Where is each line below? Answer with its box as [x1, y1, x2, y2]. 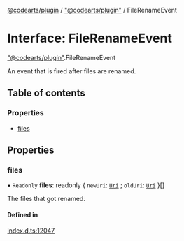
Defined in [7, 210, 38, 219]
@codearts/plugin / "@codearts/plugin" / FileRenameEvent [7, 6, 177, 14]
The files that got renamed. [7, 195, 85, 203]
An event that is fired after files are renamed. [7, 66, 136, 75]
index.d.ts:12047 [7, 226, 55, 235]
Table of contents [7, 87, 85, 99]
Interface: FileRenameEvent [7, 31, 173, 46]
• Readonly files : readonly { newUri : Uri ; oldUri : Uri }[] [7, 181, 165, 189]
